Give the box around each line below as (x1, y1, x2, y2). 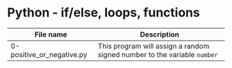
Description (139, 30, 180, 39)
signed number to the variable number (97, 49, 219, 59)
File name (34, 30, 68, 39)
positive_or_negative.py (10, 49, 88, 59)
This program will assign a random (97, 41, 210, 51)
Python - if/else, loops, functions (7, 5, 200, 21)
